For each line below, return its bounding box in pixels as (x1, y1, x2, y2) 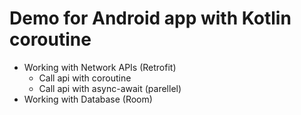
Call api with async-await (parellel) (38, 82, 182, 94)
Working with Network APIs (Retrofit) (23, 61, 177, 73)
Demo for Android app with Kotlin (9, 7, 292, 30)
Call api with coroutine (38, 72, 132, 84)
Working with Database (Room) (23, 93, 153, 105)
